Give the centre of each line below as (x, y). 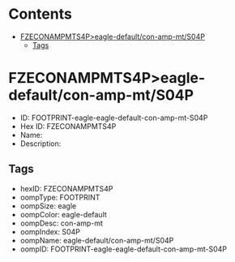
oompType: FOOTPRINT (60, 197)
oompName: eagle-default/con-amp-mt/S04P (97, 240)
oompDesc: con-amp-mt (62, 223)
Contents (41, 14)
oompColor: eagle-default (63, 214)
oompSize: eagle (48, 206)
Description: (41, 144)
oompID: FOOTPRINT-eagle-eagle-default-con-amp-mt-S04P (123, 249)
